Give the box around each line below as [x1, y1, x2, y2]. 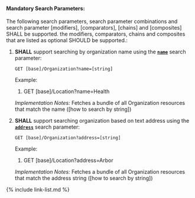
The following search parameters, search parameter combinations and [6, 18, 178, 25]
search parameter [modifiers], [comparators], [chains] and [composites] [6, 24, 182, 31]
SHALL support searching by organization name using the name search [14, 48, 186, 56]
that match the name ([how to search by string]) [14, 106, 132, 113]
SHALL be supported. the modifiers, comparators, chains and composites [6, 30, 186, 38]
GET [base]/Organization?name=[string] [14, 66, 113, 72]
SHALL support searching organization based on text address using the [14, 117, 190, 124]
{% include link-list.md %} [6, 186, 70, 193]
